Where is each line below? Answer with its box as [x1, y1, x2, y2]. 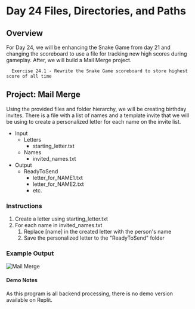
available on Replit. [6, 296, 52, 303]
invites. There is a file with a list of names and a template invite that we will [6, 112, 190, 119]
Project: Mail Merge [6, 90, 81, 100]
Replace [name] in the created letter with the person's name [23, 228, 172, 235]
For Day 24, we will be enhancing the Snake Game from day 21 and [6, 44, 171, 51]
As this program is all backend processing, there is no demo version [6, 290, 174, 297]
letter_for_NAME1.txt [32, 174, 83, 181]
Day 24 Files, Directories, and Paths [6, 4, 187, 18]
